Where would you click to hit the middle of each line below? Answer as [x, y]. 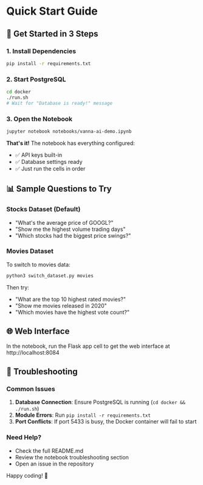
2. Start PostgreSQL [36, 79]
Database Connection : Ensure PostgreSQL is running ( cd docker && [100, 402]
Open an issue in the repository [54, 464]
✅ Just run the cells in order [50, 168]
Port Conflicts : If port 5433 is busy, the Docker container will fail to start [106, 422]
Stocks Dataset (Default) [43, 210]
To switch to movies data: [39, 264]
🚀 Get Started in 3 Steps [52, 34]
